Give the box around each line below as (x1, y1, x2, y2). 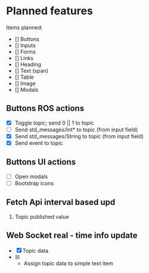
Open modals (14, 173, 48, 180)
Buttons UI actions (6, 157, 76, 167)
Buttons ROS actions (6, 103, 85, 114)
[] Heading (14, 61, 42, 68)
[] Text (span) (14, 67, 49, 74)
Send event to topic (14, 139, 63, 147)
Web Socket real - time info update (6, 231, 138, 241)
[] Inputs (14, 42, 36, 49)
